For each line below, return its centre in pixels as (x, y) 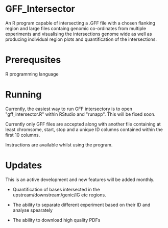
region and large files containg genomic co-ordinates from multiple (76, 28)
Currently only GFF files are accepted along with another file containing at (83, 124)
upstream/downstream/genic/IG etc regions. (59, 195)
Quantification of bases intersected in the (56, 189)
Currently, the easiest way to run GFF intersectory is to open (69, 109)
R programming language (32, 74)
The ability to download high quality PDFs (56, 220)
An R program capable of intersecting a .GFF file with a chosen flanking (80, 23)
